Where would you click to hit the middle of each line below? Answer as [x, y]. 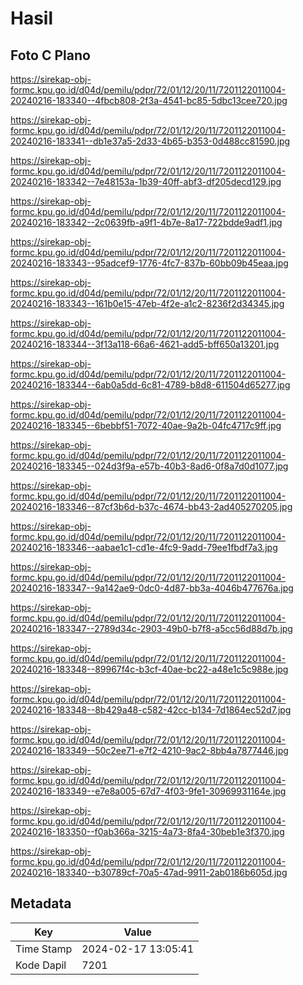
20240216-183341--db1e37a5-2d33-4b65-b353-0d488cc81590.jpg [150, 141]
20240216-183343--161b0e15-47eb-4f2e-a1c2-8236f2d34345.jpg [147, 303]
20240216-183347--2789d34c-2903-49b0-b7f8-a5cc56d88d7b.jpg [151, 628]
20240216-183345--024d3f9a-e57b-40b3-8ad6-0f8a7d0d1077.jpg [149, 466]
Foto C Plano [50, 55]
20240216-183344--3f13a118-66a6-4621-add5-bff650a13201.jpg [145, 344]
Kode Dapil [41, 965]
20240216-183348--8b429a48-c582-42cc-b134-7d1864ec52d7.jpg [151, 710]
